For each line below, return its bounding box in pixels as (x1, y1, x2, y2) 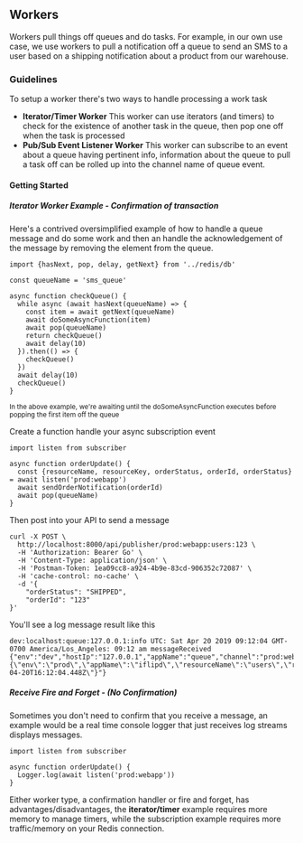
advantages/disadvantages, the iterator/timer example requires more (9, 803, 268, 814)
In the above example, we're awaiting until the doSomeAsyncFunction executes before (9, 402, 277, 411)
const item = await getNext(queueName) (25, 307, 176, 316)
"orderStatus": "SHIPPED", (25, 587, 127, 596)
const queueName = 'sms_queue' (9, 276, 127, 285)
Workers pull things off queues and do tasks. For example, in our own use (9, 31, 283, 42)
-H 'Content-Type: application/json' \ (17, 556, 168, 565)
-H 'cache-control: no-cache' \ (17, 571, 140, 581)
